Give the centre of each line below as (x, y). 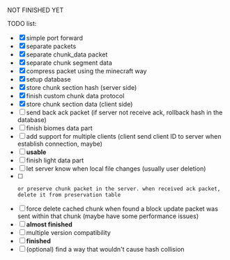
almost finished (49, 224)
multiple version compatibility (69, 232)
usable (36, 152)
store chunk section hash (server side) (82, 87)
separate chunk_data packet (67, 54)
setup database (48, 79)
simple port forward (55, 38)
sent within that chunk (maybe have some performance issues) (108, 216)
